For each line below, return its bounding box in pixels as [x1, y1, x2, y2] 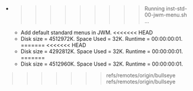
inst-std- [165, 5, 188, 12]
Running [144, 5, 165, 12]
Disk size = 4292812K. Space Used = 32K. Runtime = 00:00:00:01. [20, 48, 184, 55]
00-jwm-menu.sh [144, 11, 188, 18]
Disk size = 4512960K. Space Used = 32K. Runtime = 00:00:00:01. [20, 60, 184, 67]
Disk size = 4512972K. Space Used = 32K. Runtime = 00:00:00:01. [20, 35, 183, 42]
